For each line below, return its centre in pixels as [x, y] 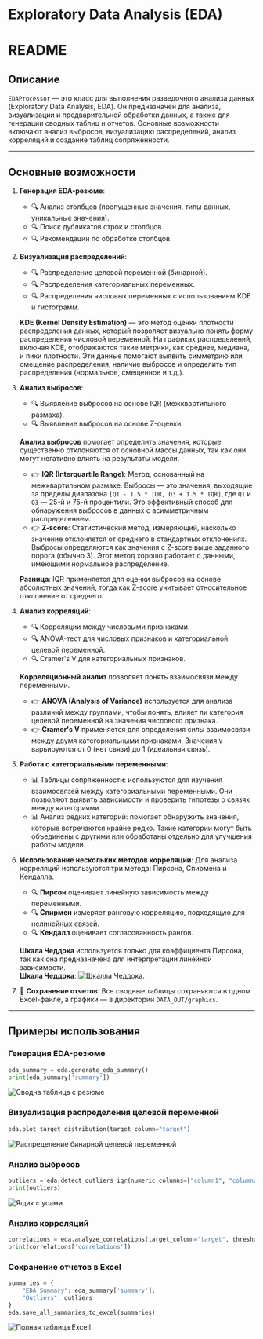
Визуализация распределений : [73, 256]
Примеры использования [74, 1032]
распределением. [61, 519]
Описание [34, 79]
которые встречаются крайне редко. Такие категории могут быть [141, 828]
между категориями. [66, 808]
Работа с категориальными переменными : [94, 764]
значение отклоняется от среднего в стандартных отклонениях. [139, 539]
